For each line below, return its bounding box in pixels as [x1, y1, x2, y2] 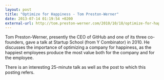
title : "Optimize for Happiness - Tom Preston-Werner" [5, 12, 119, 17]
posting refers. [5, 69, 35, 76]
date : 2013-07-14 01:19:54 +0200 [5, 16, 73, 21]
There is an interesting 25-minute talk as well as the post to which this [5, 64, 146, 70]
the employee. [5, 55, 34, 61]
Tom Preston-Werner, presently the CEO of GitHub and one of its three [5, 34, 147, 40]
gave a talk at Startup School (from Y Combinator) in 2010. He [25, 40, 150, 45]
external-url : [5, 20, 34, 26]
